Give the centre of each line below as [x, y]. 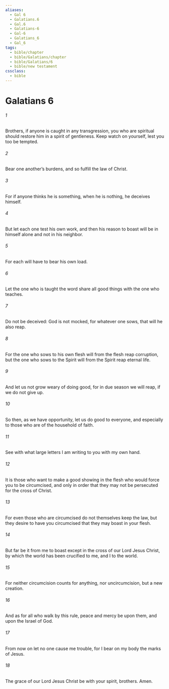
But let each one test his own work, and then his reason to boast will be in [82, 229]
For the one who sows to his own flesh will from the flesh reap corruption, [82, 354]
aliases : [14, 10]
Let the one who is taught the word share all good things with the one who [82, 289]
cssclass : [16, 71]
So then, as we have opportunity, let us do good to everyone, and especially [84, 420]
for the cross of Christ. [29, 490]
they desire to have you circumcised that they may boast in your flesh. [78, 523]
